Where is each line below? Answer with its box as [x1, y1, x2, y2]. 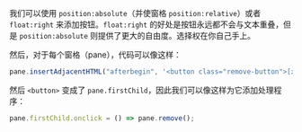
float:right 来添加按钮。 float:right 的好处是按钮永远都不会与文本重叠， [9, 19, 284, 30]
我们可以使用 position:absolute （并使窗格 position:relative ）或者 [9, 8, 262, 18]
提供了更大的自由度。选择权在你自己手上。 [97, 31, 256, 40]
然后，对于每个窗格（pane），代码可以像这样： [9, 49, 182, 60]
